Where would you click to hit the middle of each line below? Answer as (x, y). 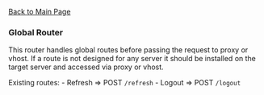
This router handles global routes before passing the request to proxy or (128, 50)
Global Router (36, 32)
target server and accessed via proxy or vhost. (86, 67)
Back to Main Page (40, 12)
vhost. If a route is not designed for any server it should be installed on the (132, 59)
